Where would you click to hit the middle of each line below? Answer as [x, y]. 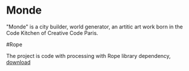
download [18, 62]
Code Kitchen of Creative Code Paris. [52, 33]
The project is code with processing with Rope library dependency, [89, 56]
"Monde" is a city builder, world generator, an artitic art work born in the [94, 27]
